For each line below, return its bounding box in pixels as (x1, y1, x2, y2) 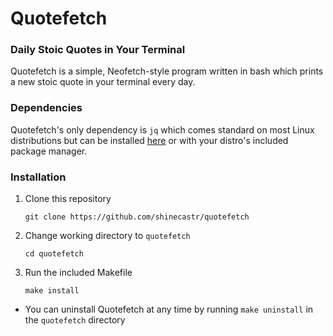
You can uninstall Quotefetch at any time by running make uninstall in (24, 303, 314, 316)
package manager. (10, 145, 88, 157)
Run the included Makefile (24, 267, 133, 279)
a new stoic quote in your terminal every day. (10, 76, 196, 88)
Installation (10, 170, 67, 184)
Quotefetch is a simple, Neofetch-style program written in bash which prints (10, 65, 324, 77)
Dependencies (10, 101, 83, 115)
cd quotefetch (24, 249, 84, 259)
